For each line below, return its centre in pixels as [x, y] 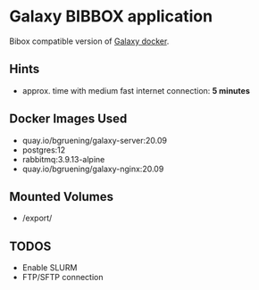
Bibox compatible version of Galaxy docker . [89, 41]
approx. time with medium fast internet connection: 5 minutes [136, 90]
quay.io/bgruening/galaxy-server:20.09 [95, 140]
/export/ [37, 218]
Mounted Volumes [62, 197]
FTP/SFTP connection [63, 278]
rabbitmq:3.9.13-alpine [63, 159]
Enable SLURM [50, 268]
